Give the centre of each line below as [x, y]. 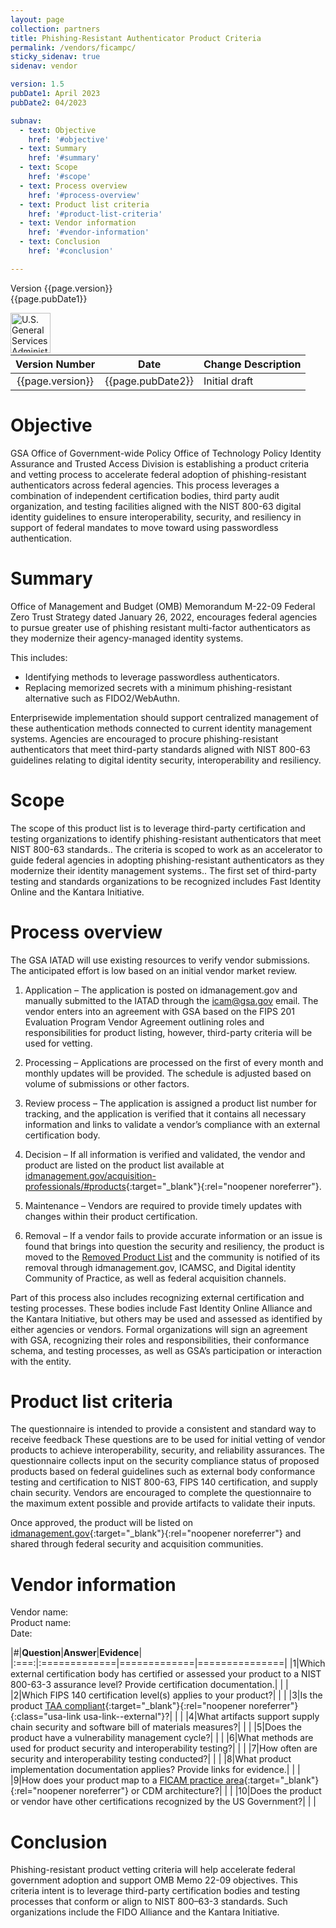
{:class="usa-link [46, 1717]
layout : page [37, 19]
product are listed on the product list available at [124, 1165]
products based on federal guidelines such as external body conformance [163, 1472]
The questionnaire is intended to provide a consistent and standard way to [163, 1429]
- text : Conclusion [60, 242]
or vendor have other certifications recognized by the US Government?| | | [163, 1802]
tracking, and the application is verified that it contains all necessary [165, 1113]
